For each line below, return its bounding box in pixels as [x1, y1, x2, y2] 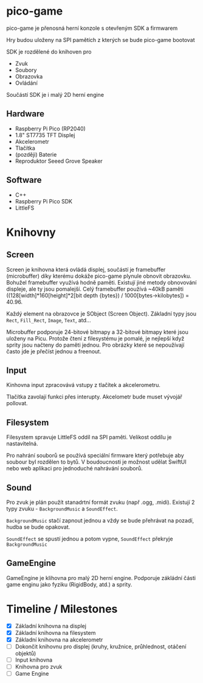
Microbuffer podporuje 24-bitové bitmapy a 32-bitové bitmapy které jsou [6, 328, 188, 336]
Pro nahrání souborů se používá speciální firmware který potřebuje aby [6, 452, 184, 459]
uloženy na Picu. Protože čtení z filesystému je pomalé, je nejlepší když [6, 334, 185, 342]
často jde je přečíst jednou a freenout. [6, 347, 101, 355]
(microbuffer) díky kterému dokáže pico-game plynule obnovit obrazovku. [6, 272, 191, 280]
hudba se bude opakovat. [6, 523, 71, 531]
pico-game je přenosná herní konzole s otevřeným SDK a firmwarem [6, 24, 178, 32]
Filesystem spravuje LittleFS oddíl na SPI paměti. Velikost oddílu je [6, 434, 172, 441]
